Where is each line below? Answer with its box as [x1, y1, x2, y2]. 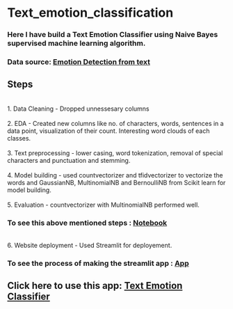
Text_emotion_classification [7, 5, 174, 21]
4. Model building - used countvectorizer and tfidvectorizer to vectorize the [7, 171, 224, 179]
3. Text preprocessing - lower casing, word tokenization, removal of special [7, 148, 223, 157]
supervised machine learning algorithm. [7, 38, 146, 48]
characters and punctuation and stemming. [7, 156, 131, 164]
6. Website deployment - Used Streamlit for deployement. [7, 241, 172, 250]
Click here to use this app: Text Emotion [7, 280, 183, 292]
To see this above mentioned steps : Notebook [7, 218, 168, 228]
